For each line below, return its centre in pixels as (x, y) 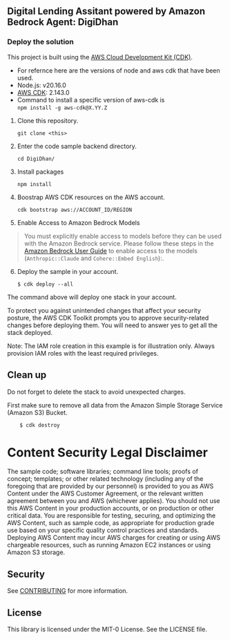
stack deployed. (30, 332)
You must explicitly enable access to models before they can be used (123, 236)
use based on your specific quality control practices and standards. (103, 530)
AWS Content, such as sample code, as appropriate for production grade (111, 523)
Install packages (40, 172)
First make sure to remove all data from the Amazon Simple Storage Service (115, 405)
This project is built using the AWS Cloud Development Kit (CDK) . (100, 57)
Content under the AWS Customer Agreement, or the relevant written (105, 493)
